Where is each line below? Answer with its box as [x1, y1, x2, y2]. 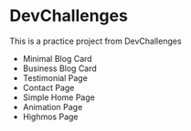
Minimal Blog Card [22, 53, 93, 64]
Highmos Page [22, 111, 79, 122]
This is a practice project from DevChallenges [9, 35, 182, 46]
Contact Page [22, 82, 75, 93]
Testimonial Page [22, 72, 89, 83]
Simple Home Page [22, 92, 96, 103]
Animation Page [22, 101, 83, 112]
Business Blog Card [22, 63, 98, 74]
